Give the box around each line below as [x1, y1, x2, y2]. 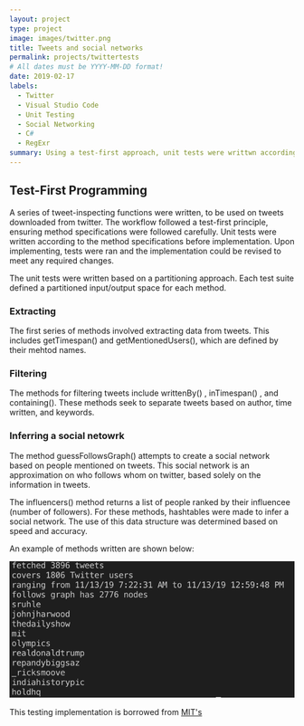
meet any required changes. [9, 254, 115, 266]
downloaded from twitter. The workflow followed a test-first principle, [9, 216, 269, 227]
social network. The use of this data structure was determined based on [9, 516, 279, 527]
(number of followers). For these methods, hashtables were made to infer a [9, 506, 290, 517]
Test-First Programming [9, 183, 147, 198]
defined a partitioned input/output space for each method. [9, 282, 227, 293]
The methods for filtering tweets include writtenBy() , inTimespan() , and [9, 387, 279, 398]
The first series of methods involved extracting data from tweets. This [9, 325, 270, 336]
